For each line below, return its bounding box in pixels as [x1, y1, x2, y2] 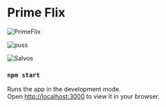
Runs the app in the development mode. [7, 85, 121, 93]
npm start [7, 71, 40, 79]
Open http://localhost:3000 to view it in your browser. [7, 93, 160, 101]
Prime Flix [7, 5, 66, 21]
